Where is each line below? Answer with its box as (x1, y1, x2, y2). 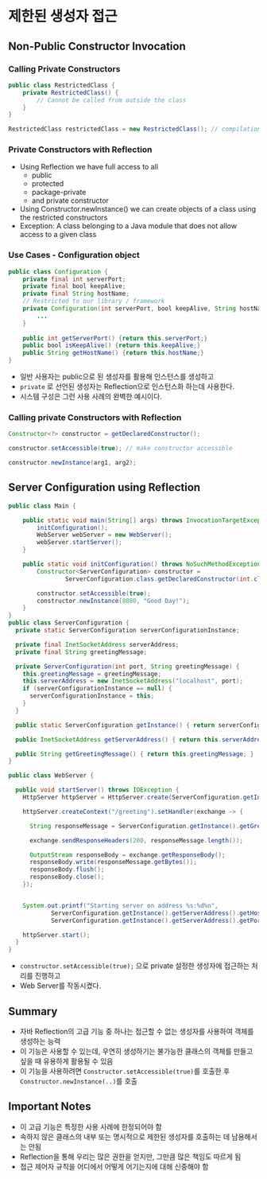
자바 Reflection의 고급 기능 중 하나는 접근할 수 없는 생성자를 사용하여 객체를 (19, 1027, 254, 1037)
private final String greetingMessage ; (15, 648, 148, 656)
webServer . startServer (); (37, 539, 123, 547)
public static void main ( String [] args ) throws (22, 516, 183, 524)
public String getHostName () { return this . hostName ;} (22, 349, 204, 357)
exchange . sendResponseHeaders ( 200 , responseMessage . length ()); (29, 836, 244, 844)
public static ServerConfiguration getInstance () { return (15, 721, 215, 729)
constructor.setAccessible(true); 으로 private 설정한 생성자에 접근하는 (19, 961, 250, 971)
